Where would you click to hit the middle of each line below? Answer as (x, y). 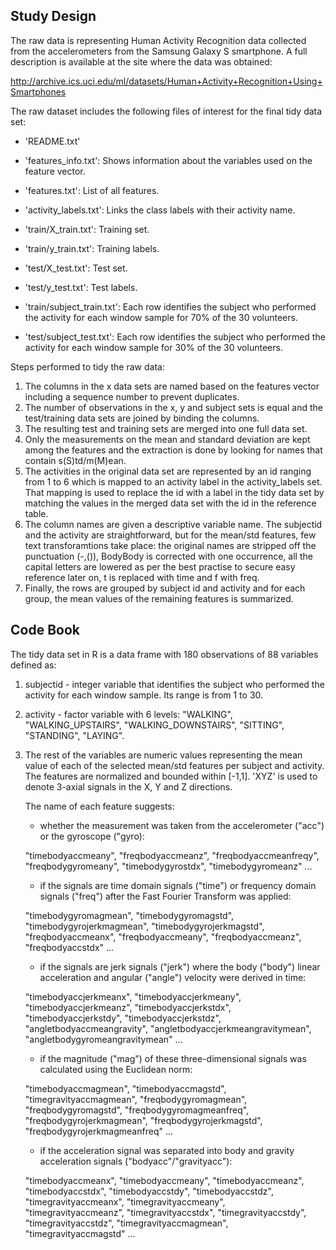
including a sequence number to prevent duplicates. (132, 396)
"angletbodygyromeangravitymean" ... (103, 1039)
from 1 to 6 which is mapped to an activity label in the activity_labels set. (173, 481)
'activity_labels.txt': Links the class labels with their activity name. (160, 210)
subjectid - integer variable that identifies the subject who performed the (174, 684)
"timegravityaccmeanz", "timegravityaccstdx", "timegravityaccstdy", (165, 1212)
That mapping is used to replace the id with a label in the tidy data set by (174, 492)
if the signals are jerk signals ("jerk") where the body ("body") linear (180, 966)
